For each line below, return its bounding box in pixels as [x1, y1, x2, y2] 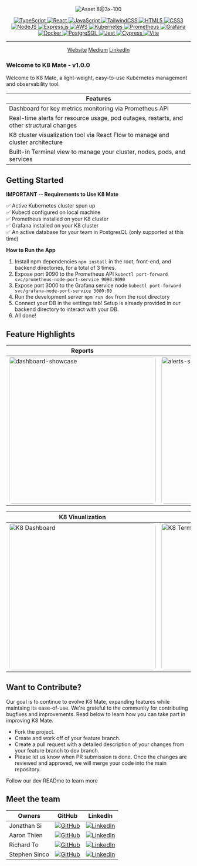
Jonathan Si [9, 821, 42, 830]
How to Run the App [6, 247, 56, 254]
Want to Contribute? [6, 683, 82, 693]
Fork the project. [14, 728, 55, 735]
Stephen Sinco [9, 850, 50, 858]
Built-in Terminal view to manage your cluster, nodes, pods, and [9, 148, 186, 156]
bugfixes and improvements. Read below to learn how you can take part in [6, 710, 186, 717]
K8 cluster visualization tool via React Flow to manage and [9, 131, 169, 139]
